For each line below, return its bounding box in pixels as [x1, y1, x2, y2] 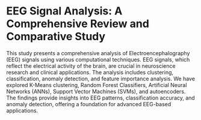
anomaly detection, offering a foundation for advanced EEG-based [6, 100, 172, 107]
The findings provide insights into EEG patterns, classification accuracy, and [6, 94, 196, 101]
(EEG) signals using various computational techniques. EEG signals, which [6, 56, 190, 63]
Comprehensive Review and [6, 17, 149, 31]
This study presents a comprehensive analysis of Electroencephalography [6, 49, 190, 56]
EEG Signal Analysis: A [6, 4, 123, 18]
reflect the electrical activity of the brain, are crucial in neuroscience [6, 62, 176, 70]
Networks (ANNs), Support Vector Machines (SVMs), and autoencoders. [6, 88, 186, 95]
